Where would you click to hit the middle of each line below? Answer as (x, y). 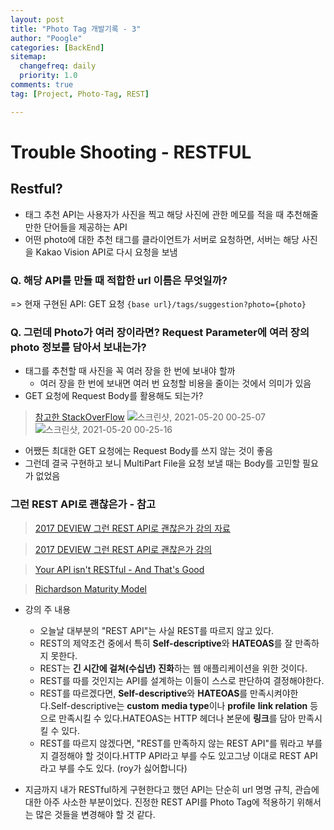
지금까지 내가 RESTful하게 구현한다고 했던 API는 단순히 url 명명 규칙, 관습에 (172, 789)
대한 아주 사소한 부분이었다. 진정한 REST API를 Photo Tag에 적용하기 (159, 802)
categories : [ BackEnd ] (57, 47)
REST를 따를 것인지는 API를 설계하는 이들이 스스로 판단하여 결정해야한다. (182, 680)
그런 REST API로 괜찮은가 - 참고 (83, 504)
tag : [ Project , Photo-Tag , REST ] (80, 94)
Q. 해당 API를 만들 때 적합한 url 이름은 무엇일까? (119, 280)
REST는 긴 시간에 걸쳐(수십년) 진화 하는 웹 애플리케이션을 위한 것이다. (173, 668)
